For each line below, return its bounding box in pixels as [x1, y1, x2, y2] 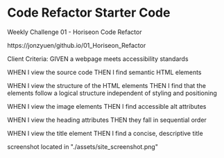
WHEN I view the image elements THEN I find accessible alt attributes [7, 102, 207, 110]
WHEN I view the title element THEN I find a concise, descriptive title [7, 129, 203, 137]
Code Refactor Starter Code [7, 5, 171, 21]
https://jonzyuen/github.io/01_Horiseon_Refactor [7, 41, 146, 49]
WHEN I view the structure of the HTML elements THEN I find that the [7, 81, 207, 89]
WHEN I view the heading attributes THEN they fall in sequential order [7, 116, 207, 124]
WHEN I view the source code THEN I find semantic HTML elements [7, 68, 203, 76]
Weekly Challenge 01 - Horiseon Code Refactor [7, 28, 142, 36]
